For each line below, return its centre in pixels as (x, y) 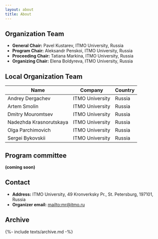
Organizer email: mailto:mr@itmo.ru (49, 204)
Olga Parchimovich (29, 130)
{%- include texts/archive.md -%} (39, 232)
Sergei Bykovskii (26, 138)
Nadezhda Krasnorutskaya (38, 122)
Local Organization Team (44, 76)
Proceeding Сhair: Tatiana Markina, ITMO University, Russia (73, 56)
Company (92, 90)
